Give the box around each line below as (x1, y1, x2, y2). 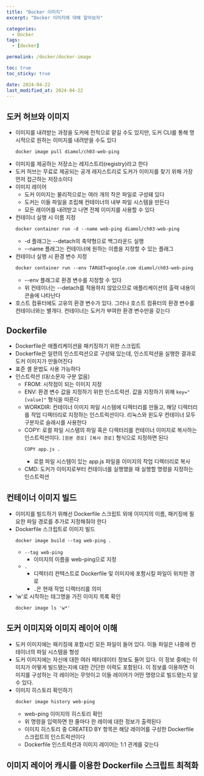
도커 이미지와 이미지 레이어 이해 (6, 623, 118, 633)
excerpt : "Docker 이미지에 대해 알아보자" (6, 15, 103, 21)
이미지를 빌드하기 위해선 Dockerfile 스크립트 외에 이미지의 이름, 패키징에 (15, 510, 188, 517)
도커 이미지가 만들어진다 (15, 357, 73, 365)
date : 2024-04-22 (6, 81, 51, 88)
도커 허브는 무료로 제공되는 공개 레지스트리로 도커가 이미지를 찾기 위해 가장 (15, 168, 194, 175)
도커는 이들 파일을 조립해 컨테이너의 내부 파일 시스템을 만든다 (24, 198, 170, 206)
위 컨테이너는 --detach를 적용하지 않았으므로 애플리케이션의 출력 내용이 (24, 284, 195, 291)
